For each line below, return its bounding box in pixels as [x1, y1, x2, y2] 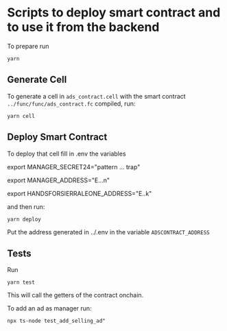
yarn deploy [7, 216, 41, 223]
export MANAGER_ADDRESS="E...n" [7, 176, 110, 184]
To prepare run [7, 42, 49, 50]
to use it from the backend [7, 19, 160, 35]
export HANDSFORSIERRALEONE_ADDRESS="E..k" [7, 189, 152, 197]
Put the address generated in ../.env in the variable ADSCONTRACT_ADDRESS [7, 228, 211, 236]
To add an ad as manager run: [7, 304, 92, 312]
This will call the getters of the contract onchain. [7, 291, 144, 299]
